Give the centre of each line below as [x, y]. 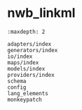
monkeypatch [25, 99]
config [17, 87]
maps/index [23, 62]
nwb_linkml [41, 13]
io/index [20, 56]
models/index [26, 68]
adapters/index [29, 44]
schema [17, 81]
